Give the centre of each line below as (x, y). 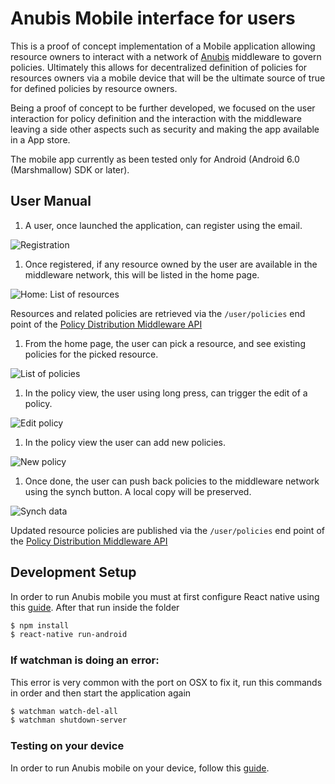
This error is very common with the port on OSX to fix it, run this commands (166, 682)
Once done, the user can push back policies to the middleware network (172, 481)
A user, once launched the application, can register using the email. (163, 225)
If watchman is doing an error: (85, 660)
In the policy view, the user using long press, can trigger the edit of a (166, 393)
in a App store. (40, 139)
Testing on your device (67, 746)
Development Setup (73, 572)
